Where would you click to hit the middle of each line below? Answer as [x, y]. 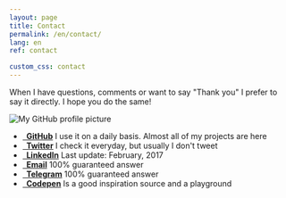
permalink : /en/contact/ [55, 34]
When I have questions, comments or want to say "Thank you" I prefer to [143, 92]
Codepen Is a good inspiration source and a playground [129, 183]
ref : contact [34, 51]
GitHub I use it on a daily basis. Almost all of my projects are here [147, 136]
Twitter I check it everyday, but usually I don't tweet [122, 145]
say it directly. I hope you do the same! [80, 102]
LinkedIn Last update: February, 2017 [95, 155]
